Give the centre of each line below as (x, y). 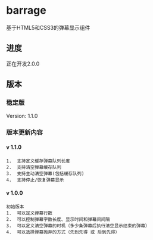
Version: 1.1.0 (22, 116)
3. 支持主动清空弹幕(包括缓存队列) (45, 173)
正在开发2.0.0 (23, 64)
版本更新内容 (25, 133)
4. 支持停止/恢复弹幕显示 (35, 180)
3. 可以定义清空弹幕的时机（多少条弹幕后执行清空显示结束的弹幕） (78, 226)
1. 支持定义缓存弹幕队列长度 (38, 161)
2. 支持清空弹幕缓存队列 (34, 167)
